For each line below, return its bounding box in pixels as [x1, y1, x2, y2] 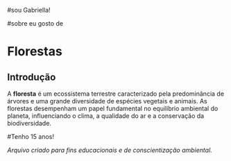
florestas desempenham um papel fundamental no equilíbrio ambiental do [7, 104, 219, 112]
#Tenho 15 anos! [7, 133, 54, 141]
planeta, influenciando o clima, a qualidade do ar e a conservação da [7, 112, 205, 120]
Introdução [7, 71, 56, 83]
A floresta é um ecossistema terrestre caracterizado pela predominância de [7, 90, 224, 98]
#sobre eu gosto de [7, 19, 64, 27]
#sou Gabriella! [7, 6, 51, 14]
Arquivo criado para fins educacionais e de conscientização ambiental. [7, 146, 213, 154]
